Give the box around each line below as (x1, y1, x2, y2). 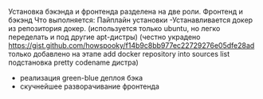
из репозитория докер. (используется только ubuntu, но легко (8, 24, 221, 33)
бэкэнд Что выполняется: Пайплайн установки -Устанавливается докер (8, 15, 253, 25)
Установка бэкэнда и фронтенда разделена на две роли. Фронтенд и (8, 7, 243, 16)
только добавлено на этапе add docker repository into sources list (8, 49, 230, 58)
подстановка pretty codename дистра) (8, 57, 139, 67)
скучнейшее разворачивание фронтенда (19, 81, 159, 91)
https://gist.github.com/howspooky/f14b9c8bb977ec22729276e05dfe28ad (8, 41, 255, 50)
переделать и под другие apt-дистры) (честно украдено (8, 32, 201, 42)
